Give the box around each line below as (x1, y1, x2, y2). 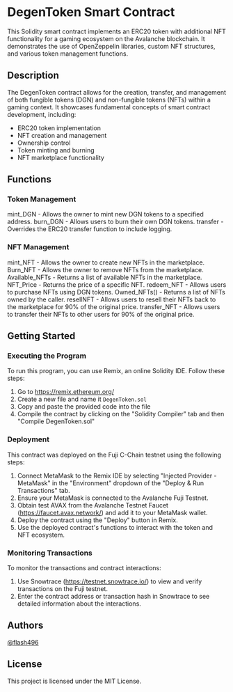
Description (7, 70, 59, 81)
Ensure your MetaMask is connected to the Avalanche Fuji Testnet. (17, 494, 209, 502)
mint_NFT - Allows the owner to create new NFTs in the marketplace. (7, 258, 205, 267)
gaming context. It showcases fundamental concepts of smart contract (7, 102, 211, 111)
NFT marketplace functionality (17, 153, 104, 162)
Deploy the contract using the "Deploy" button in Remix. (17, 516, 179, 524)
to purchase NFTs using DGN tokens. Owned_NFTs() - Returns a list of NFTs (7, 288, 226, 296)
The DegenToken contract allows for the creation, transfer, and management (7, 88, 227, 96)
